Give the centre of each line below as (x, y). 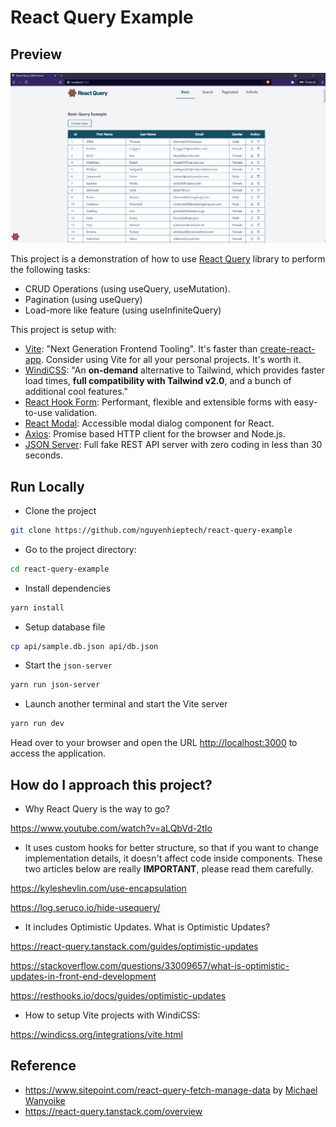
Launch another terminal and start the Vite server (126, 704)
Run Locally (47, 486)
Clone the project (60, 510)
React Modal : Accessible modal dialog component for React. (149, 423)
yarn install (37, 607)
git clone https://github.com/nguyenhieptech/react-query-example (151, 530)
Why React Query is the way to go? (97, 809)
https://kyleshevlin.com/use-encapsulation (98, 888)
